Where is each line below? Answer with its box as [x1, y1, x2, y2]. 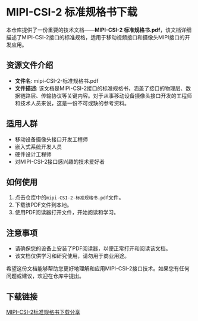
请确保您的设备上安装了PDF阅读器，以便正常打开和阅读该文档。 [14, 245, 171, 252]
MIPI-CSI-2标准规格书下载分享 [6, 308, 81, 316]
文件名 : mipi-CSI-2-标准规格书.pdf [14, 77, 99, 84]
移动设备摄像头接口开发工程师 [14, 135, 88, 143]
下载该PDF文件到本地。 [14, 201, 73, 208]
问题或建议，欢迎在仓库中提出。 [6, 272, 84, 280]
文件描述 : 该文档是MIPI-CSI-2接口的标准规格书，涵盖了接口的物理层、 [14, 85, 186, 92]
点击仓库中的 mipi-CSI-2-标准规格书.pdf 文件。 [14, 194, 124, 201]
